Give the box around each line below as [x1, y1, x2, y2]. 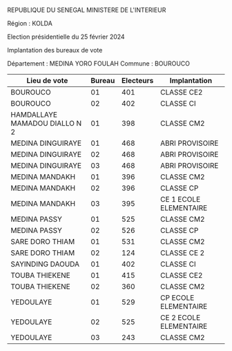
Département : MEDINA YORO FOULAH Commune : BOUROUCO [7, 59, 190, 68]
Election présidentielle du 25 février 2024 [7, 32, 126, 41]
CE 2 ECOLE [159, 313, 201, 322]
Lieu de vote [26, 76, 68, 85]
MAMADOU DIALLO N [10, 119, 82, 128]
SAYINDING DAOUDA [10, 259, 80, 269]
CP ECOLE [159, 293, 195, 303]
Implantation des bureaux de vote [7, 46, 103, 54]
